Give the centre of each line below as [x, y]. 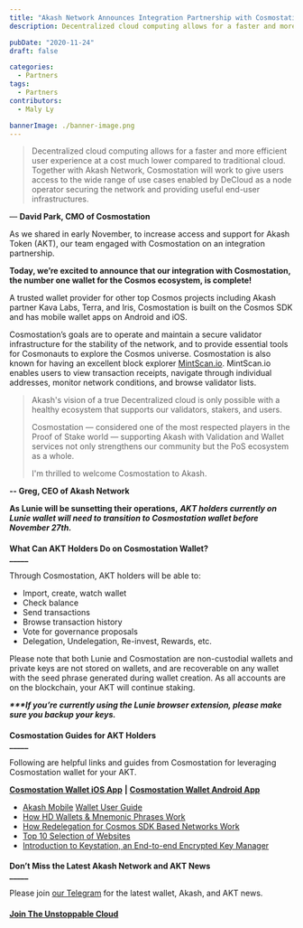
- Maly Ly [36, 109]
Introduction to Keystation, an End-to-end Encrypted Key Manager [146, 845]
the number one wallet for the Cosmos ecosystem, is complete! [131, 280]
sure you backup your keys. [63, 714]
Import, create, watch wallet [74, 593]
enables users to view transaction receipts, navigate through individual [141, 373]
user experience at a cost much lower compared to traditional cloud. [158, 161]
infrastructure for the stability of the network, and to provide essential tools [149, 344]
